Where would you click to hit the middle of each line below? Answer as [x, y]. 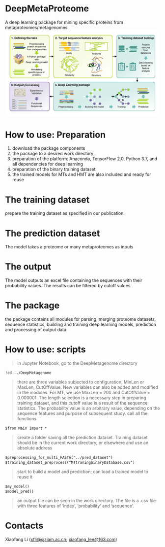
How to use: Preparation [55, 135]
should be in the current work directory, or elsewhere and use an [83, 443]
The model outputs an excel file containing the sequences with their [74, 280]
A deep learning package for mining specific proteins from [64, 22]
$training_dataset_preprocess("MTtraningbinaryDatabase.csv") [70, 463]
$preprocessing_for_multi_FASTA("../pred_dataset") [59, 458]
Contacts [24, 526]
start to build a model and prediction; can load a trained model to [83, 472]
